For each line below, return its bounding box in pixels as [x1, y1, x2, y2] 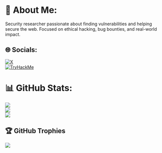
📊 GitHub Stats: [5, 82, 73, 94]
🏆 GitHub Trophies [5, 127, 66, 135]
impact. [5, 31, 21, 37]
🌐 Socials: [5, 46, 38, 54]
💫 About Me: [5, 4, 57, 16]
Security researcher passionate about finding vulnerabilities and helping [5, 21, 152, 27]
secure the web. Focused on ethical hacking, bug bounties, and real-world [5, 26, 157, 32]
